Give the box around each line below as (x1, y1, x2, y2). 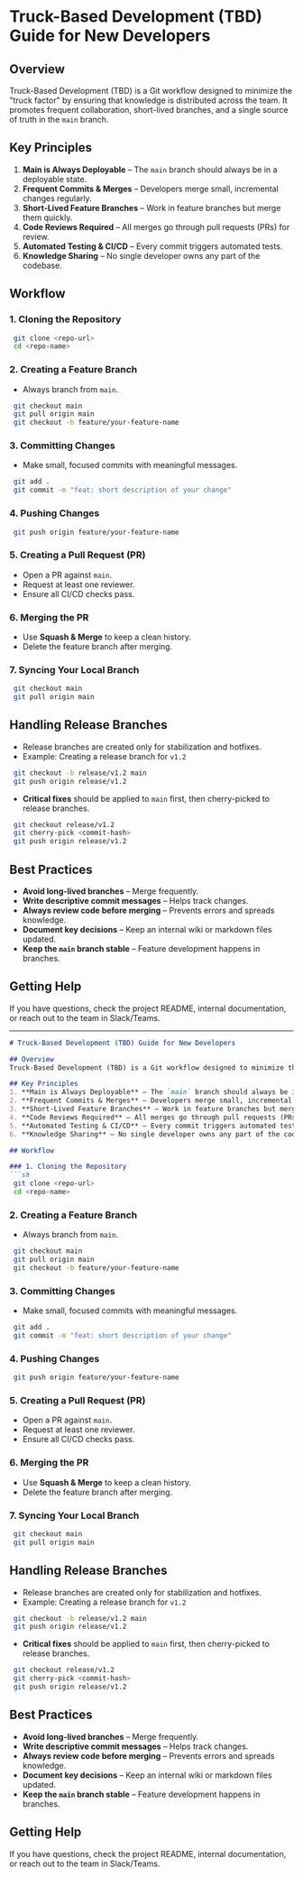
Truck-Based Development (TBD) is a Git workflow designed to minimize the (9, 86, 293, 96)
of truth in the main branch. (9, 115, 109, 124)
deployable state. (22, 173, 87, 184)
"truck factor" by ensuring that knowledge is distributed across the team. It (9, 95, 288, 106)
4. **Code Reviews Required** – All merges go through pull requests (9, 1112, 277, 1122)
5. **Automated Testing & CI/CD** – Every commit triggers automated (9, 1121, 277, 1130)
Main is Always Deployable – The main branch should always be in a (22, 164, 278, 175)
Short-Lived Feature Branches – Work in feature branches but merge (22, 202, 281, 213)
